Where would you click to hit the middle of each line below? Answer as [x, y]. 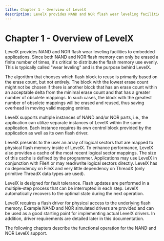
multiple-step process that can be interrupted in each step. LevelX [72, 188]
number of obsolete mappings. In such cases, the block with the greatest [79, 98]
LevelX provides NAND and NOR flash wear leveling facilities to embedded [80, 52]
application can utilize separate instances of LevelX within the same [73, 123]
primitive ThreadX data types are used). [45, 174]
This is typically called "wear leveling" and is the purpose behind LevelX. [78, 67]
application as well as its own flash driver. [47, 133]
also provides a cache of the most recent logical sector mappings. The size [81, 153]
